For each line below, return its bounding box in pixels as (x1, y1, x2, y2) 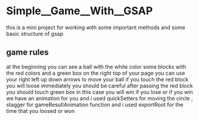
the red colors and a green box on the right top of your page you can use (6, 70, 185, 77)
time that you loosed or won (6, 107, 75, 114)
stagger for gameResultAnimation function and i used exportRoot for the (6, 101, 184, 108)
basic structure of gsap (6, 30, 64, 37)
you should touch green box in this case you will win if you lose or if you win (6, 88, 194, 96)
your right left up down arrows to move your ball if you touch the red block (6, 75, 189, 83)
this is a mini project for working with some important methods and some (6, 24, 186, 31)
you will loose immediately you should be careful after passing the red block (6, 82, 193, 89)
